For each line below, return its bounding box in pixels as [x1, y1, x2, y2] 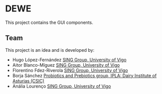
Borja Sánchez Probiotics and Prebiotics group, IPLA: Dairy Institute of [12, 73, 157, 79]
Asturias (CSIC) [12, 78, 45, 84]
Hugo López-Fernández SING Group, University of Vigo [12, 57, 127, 63]
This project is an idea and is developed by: [5, 47, 95, 53]
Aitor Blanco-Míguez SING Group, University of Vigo [12, 62, 120, 68]
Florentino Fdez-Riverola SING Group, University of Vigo [12, 67, 128, 73]
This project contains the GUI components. [5, 19, 93, 25]
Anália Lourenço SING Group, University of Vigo [12, 83, 111, 89]
